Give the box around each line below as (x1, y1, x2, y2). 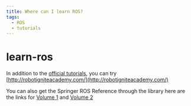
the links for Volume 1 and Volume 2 (6, 94, 93, 101)
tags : (6, 14, 20, 20)
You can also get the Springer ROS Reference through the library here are (6, 88, 185, 95)
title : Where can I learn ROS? (6, 8, 83, 15)
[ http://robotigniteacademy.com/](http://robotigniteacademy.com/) (6, 76, 169, 83)
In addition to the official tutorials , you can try (6, 70, 117, 77)
